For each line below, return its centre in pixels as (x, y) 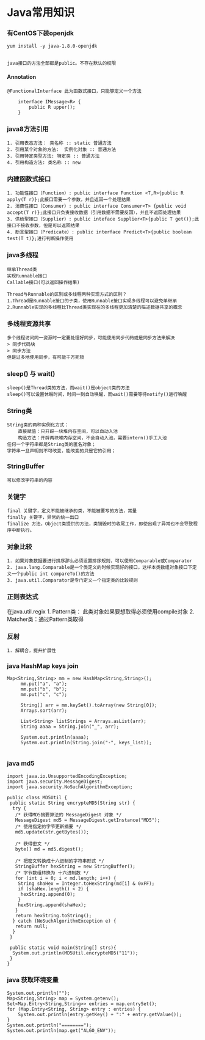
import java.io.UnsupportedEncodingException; (67, 776)
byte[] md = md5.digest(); (49, 849)
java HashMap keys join (43, 665)
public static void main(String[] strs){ (63, 948)
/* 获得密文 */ (32, 844)
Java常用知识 (41, 13)
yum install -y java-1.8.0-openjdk (52, 46)
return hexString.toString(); (53, 915)
